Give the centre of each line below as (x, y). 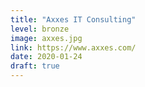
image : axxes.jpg (46, 38)
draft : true (35, 66)
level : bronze (40, 29)
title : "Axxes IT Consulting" (73, 19)
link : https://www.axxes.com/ (73, 47)
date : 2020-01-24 (46, 57)
